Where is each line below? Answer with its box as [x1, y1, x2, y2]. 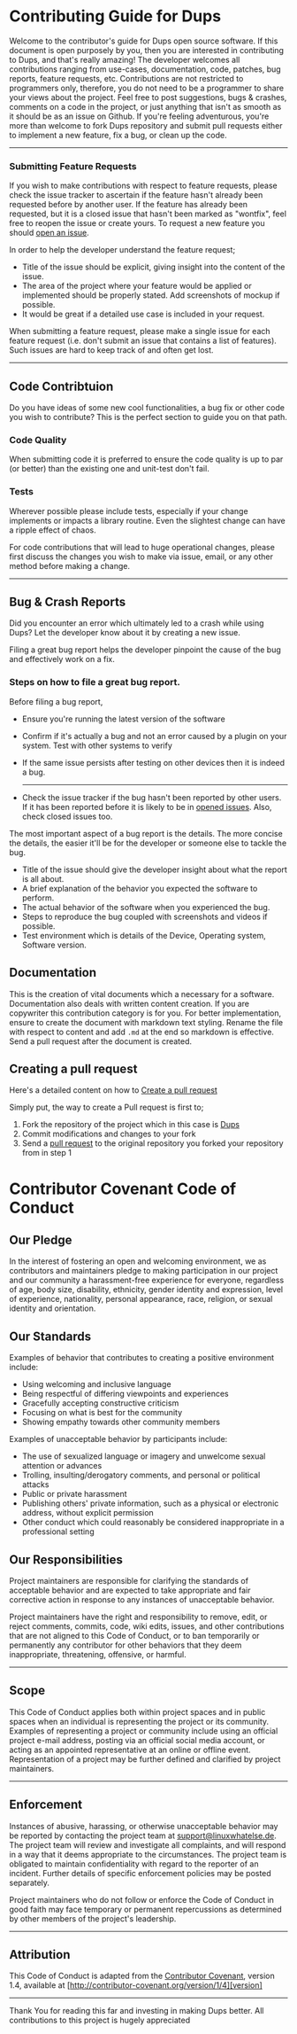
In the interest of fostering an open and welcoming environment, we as [9, 1256, 267, 1266]
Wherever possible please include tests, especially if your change [9, 505, 249, 516]
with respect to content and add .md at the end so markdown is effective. [9, 1026, 274, 1037]
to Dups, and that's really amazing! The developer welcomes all [9, 54, 240, 65]
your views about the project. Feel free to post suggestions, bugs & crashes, [9, 91, 287, 103]
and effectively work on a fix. [9, 654, 115, 665]
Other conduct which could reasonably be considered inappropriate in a [21, 1517, 285, 1528]
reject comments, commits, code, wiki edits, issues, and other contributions [9, 1621, 285, 1632]
